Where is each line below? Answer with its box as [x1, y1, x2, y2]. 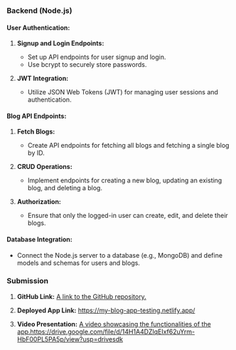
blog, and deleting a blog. [27, 184, 102, 192]
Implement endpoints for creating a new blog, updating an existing [27, 176, 222, 185]
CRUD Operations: [16, 163, 73, 171]
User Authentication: [6, 23, 70, 32]
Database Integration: [6, 235, 73, 244]
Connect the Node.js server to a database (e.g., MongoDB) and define [16, 251, 223, 259]
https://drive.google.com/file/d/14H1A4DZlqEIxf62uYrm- [30, 327, 195, 336]
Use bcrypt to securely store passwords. [27, 60, 147, 69]
